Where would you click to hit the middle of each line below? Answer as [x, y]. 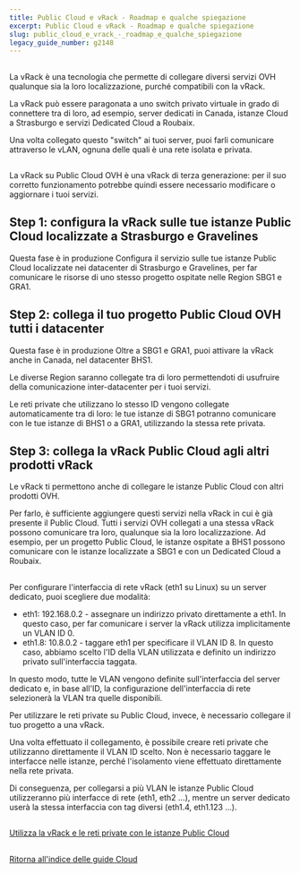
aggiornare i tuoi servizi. [54, 194]
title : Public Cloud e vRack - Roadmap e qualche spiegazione [128, 17]
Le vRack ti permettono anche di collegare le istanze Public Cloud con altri [146, 487]
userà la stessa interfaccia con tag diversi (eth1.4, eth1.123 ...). [123, 807]
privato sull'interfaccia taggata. [80, 661]
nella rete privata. [42, 770]
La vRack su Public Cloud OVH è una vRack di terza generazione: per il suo [148, 175]
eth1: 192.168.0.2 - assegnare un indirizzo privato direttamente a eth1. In [154, 613]
